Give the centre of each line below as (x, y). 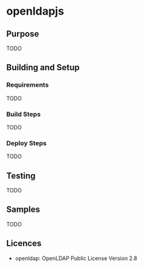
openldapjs (35, 11)
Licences (24, 243)
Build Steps (23, 114)
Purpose (23, 34)
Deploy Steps (26, 143)
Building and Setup (43, 67)
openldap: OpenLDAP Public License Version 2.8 (76, 258)
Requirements (28, 85)
